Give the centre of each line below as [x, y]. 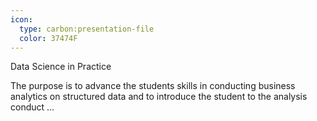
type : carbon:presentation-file [87, 29]
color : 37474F [48, 38]
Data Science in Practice [61, 67]
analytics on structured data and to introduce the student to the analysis [159, 97]
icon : [21, 19]
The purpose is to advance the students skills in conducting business [153, 86]
